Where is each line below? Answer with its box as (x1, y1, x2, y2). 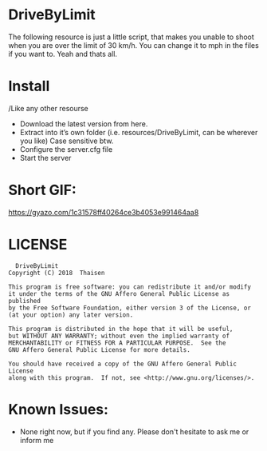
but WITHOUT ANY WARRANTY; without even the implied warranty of (8, 332, 230, 340)
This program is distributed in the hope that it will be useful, (8, 325, 234, 333)
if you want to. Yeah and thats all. (8, 49, 118, 58)
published (8, 297, 41, 305)
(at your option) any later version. (8, 310, 134, 319)
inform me (19, 435, 54, 445)
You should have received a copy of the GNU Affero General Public (8, 360, 238, 368)
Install (8, 78, 50, 95)
